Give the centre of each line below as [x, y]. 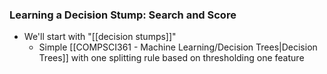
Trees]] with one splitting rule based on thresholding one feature [171, 58]
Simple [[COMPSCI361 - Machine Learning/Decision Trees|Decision [178, 47]
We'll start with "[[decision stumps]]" [100, 37]
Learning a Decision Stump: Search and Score [123, 15]
